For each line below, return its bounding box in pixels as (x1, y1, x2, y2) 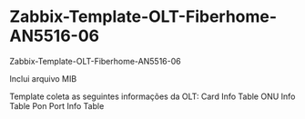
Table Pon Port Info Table (9, 100, 105, 111)
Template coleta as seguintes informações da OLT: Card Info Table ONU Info (9, 91, 296, 102)
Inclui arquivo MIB (9, 73, 77, 84)
